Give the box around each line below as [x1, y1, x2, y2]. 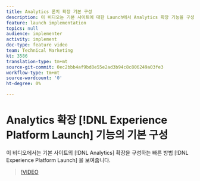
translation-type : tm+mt [6, 58, 68, 64]
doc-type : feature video [6, 42, 68, 48]
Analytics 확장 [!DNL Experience [6, 114, 168, 127]
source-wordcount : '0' [6, 75, 62, 81]
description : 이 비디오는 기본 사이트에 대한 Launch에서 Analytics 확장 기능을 [6, 14, 184, 20]
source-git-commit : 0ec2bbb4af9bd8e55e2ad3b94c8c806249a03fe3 [6, 64, 164, 70]
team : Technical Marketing [6, 48, 73, 54]
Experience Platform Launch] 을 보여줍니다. [6, 156, 111, 164]
